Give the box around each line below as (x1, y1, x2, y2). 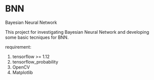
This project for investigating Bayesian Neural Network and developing (5, 29, 150, 35)
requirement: (5, 44, 31, 50)
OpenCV (12, 64, 30, 70)
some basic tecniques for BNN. (5, 34, 69, 40)
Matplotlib (12, 69, 33, 75)
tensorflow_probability (12, 59, 58, 65)
